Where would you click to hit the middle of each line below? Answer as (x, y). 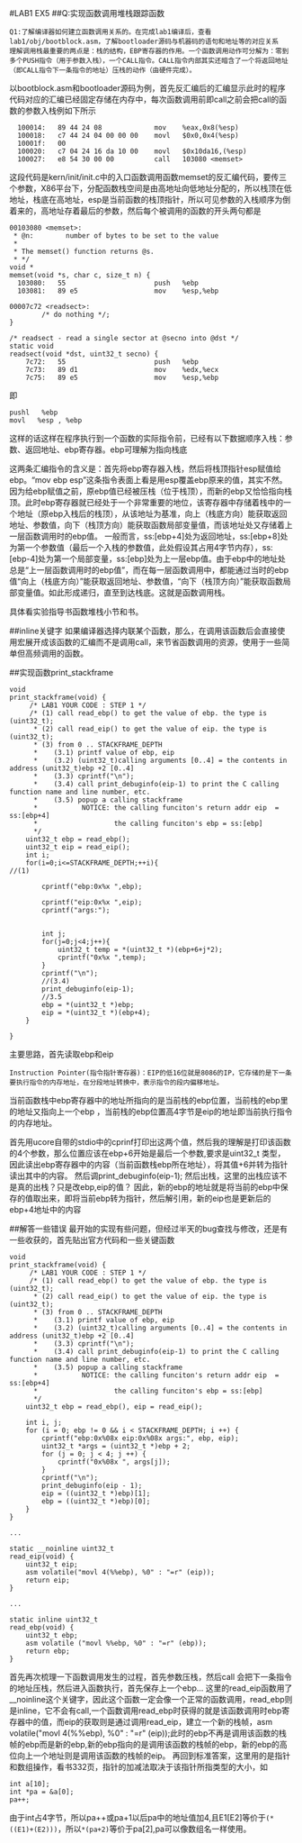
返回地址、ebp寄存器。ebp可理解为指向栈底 (106, 449)
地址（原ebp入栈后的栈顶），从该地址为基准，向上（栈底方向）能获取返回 (152, 513)
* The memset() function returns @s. (84, 251)
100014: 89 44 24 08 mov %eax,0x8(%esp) (129, 128)
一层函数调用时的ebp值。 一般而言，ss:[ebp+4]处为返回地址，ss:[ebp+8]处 (149, 536)
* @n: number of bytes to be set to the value (116, 236)
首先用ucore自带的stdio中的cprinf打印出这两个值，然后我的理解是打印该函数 (150, 1142)
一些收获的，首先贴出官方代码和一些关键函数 (92, 1240)
